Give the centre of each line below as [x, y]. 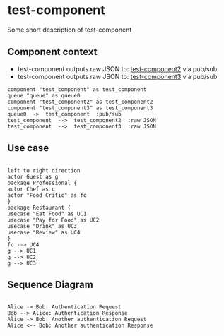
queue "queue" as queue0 [44, 95]
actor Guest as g [33, 176]
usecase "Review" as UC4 [44, 232]
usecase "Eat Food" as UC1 [47, 214]
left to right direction [44, 170]
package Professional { [42, 183]
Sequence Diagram [50, 284]
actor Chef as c [31, 189]
